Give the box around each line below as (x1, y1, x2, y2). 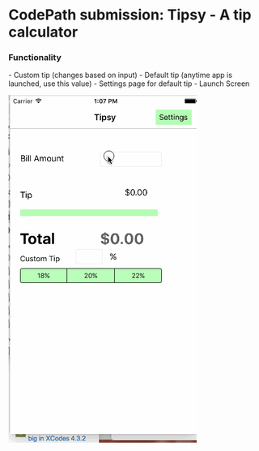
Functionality (8, 52, 62, 63)
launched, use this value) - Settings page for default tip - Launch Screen (8, 79, 250, 88)
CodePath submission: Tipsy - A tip (8, 6, 252, 24)
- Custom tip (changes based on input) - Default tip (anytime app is (8, 71, 233, 80)
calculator (8, 23, 79, 41)
